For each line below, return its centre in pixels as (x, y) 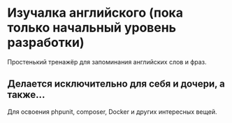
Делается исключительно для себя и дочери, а (116, 84)
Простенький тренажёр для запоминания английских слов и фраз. (107, 61)
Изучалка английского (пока (95, 13)
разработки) (46, 43)
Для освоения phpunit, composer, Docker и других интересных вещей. (113, 111)
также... (26, 95)
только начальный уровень (92, 28)
